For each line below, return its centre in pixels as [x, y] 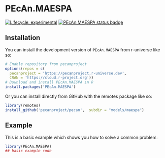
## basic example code [28, 151]
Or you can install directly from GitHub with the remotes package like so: [79, 96]
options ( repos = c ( [25, 69]
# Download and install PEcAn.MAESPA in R [49, 82]
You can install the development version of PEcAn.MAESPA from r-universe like [82, 49]
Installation [23, 38]
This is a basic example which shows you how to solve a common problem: [81, 137]
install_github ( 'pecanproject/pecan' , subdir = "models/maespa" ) [75, 110]
